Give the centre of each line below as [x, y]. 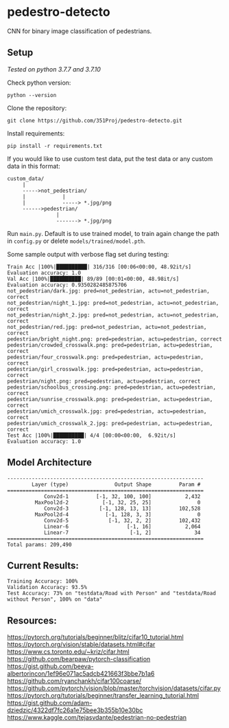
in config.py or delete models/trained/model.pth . [76, 241]
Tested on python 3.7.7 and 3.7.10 [54, 69]
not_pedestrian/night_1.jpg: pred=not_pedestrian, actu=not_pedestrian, [113, 303]
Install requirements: [36, 133]
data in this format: [34, 166]
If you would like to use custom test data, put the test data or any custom [110, 158]
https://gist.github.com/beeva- [50, 666]
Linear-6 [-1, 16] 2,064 [122, 526]
